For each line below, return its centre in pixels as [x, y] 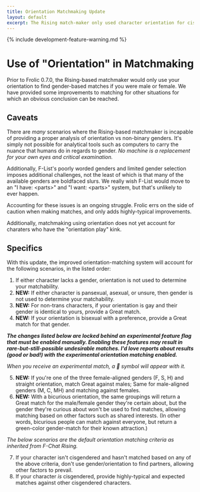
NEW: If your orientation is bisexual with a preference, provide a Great [101, 318]
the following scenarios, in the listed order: [59, 268]
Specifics [25, 248]
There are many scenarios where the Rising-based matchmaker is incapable [100, 132]
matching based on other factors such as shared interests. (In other [98, 415]
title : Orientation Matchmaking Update [56, 12]
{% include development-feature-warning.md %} [67, 40]
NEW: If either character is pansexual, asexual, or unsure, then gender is [104, 293]
